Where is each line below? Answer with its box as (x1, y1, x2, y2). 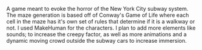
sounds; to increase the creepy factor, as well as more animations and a (6, 31, 187, 38)
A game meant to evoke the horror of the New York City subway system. (6, 5, 189, 12)
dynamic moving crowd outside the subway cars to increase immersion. (6, 37, 187, 44)
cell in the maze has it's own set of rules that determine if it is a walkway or (6, 18, 195, 25)
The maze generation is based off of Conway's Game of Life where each (6, 11, 189, 19)
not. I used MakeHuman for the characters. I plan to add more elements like (6, 24, 196, 31)
